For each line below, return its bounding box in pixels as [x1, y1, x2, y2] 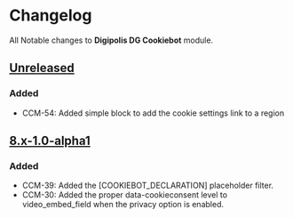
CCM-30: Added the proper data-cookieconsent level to [21, 190, 228, 200]
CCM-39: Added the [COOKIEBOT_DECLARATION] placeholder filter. [21, 180, 273, 191]
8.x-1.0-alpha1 [9, 133, 91, 149]
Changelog [9, 5, 92, 26]
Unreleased [9, 61, 75, 76]
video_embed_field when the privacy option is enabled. [21, 199, 225, 210]
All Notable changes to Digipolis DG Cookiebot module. [9, 35, 214, 45]
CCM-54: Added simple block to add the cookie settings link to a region [21, 108, 285, 118]
